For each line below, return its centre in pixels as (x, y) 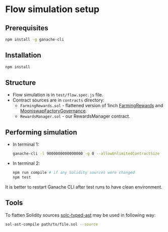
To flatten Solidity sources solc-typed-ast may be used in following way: (80, 215)
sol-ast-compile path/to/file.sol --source (52, 224)
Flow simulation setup (52, 9)
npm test (22, 177)
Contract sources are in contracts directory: (58, 100)
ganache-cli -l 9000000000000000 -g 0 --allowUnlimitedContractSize (86, 154)
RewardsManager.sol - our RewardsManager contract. (75, 116)
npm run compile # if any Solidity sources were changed (74, 173)
